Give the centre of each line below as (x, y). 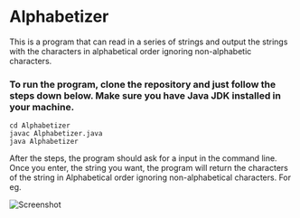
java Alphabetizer (44, 142)
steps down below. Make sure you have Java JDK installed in (145, 95)
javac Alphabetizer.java (56, 134)
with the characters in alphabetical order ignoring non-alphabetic (131, 51)
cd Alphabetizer (40, 126)
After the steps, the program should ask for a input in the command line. (143, 158)
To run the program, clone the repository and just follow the (143, 84)
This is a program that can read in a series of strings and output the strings (149, 42)
